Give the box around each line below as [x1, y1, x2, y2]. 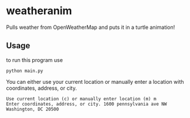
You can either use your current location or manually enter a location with [6, 78, 184, 85]
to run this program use [6, 56, 63, 63]
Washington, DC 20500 [6, 106, 59, 112]
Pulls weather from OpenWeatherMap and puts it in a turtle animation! [6, 24, 175, 31]
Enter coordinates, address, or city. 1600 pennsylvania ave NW [6, 101, 167, 107]
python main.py [6, 68, 44, 74]
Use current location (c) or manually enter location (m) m [6, 96, 157, 101]
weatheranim [6, 4, 72, 18]
